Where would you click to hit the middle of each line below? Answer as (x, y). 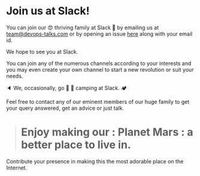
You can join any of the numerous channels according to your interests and (99, 63)
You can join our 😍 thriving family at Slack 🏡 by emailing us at (83, 27)
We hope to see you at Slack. (42, 51)
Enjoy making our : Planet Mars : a (107, 132)
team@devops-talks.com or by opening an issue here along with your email (99, 33)
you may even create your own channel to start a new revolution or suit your (100, 69)
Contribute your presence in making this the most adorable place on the (95, 161)
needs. (15, 76)
